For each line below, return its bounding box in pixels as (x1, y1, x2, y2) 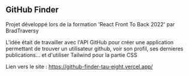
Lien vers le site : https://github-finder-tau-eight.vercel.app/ (5, 63, 153, 70)
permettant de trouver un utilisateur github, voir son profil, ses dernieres (5, 45, 184, 52)
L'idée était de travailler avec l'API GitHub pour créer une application (5, 38, 174, 45)
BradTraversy (5, 27, 39, 34)
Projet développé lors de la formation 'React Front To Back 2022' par (5, 20, 175, 28)
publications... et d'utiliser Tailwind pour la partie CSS (5, 51, 138, 59)
